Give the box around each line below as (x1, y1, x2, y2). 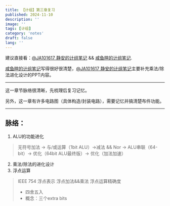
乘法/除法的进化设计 (12, 161, 55, 167)
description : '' (5, 17, 39, 22)
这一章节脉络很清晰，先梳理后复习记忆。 (5, 87, 90, 93)
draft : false (5, 36, 33, 41)
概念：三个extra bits (25, 195, 67, 201)
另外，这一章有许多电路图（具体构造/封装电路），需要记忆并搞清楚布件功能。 (5, 98, 164, 104)
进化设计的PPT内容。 (9, 72, 54, 78)
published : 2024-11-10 (5, 12, 53, 17)
